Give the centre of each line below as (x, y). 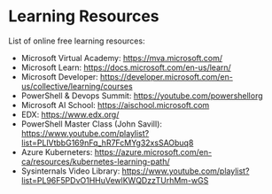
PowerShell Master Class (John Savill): (92, 124)
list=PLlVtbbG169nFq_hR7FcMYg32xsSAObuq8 (107, 143)
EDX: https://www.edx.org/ (70, 114)
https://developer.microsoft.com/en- (167, 76)
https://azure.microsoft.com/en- (153, 151)
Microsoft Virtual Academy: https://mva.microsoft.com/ (122, 58)
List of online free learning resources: (77, 41)
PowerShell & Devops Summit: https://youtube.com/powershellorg (142, 96)
